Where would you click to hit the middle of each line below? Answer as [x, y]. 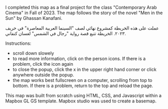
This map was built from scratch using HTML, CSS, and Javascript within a [83, 96]
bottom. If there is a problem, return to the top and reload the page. [83, 86]
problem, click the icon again [43, 64]
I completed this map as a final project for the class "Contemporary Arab [81, 7]
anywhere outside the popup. [43, 75]
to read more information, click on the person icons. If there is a [79, 59]
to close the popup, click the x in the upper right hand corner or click [85, 69]
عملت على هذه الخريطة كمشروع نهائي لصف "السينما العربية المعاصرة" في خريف [82, 28]
